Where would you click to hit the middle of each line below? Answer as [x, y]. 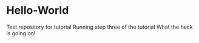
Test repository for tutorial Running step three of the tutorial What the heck [99, 27]
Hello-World [38, 10]
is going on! [21, 33]
